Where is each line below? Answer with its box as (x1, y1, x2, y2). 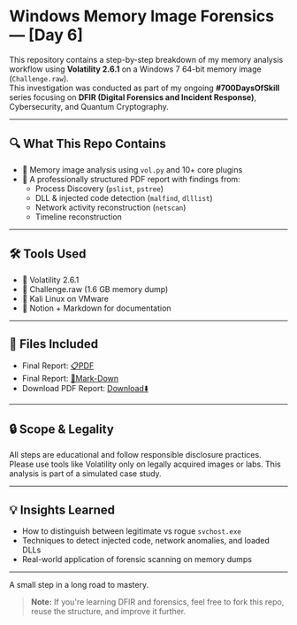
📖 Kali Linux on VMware (21, 293, 109, 304)
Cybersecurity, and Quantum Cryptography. (9, 101, 170, 112)
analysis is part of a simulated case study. (9, 468, 162, 479)
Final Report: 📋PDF (21, 360, 95, 371)
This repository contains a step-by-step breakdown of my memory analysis (9, 54, 284, 65)
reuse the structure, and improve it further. (30, 606, 187, 616)
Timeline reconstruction (34, 211, 122, 222)
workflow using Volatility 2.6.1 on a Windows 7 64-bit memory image (9, 64, 263, 74)
